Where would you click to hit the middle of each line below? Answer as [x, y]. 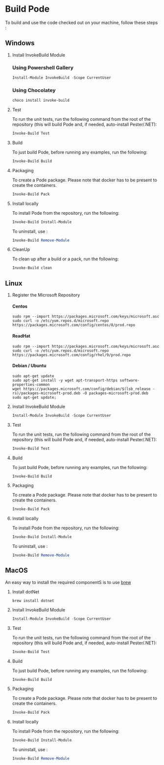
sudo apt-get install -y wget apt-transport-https [65, 380]
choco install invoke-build [41, 101]
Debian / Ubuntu [29, 366]
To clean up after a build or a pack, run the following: [65, 259]
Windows [20, 43]
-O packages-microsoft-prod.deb [115, 393]
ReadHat [21, 336]
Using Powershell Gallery [43, 67]
